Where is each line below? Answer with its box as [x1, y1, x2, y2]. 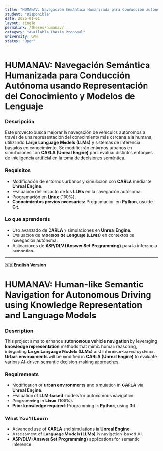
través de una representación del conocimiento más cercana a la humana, [5, 134, 153, 140]
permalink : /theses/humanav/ [5, 25, 64, 30]
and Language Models [5, 310, 97, 321]
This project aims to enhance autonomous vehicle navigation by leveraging [5, 338, 158, 344]
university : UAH [5, 34, 38, 39]
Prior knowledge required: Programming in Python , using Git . [12, 402, 137, 408]
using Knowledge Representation [5, 300, 143, 311]
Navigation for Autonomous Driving [5, 289, 151, 301]
